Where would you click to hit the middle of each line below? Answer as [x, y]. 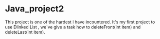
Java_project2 [35, 9]
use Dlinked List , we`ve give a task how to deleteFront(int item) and [73, 27]
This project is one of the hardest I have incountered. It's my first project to [80, 22]
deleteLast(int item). [25, 32]
